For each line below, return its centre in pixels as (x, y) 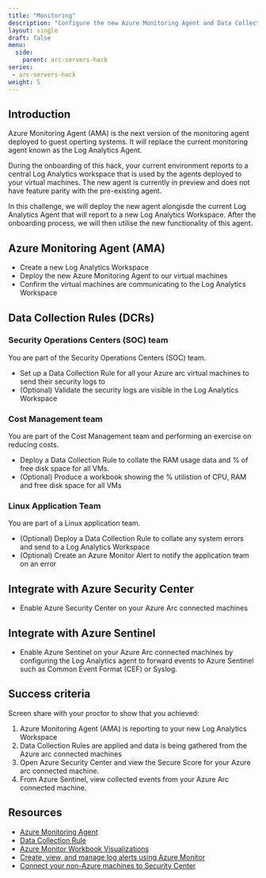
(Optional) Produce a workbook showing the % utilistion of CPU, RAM (133, 477)
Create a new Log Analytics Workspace (84, 268)
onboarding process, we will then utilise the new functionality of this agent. (131, 223)
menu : (17, 45)
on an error (38, 564)
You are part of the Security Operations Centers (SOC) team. (107, 358)
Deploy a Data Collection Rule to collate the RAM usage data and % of (134, 460)
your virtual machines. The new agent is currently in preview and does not (129, 183)
